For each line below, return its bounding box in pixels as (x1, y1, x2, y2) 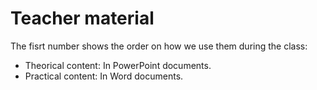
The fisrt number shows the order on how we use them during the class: (10, 40, 308, 52)
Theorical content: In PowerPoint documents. (24, 59, 212, 71)
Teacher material (10, 7, 155, 30)
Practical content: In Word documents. (24, 70, 184, 82)
